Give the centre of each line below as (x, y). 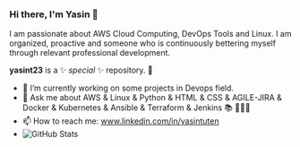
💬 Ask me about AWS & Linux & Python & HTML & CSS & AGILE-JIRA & (152, 98)
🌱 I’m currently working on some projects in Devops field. (128, 88)
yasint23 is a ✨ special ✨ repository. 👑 (81, 70)
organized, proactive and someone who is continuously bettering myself (142, 43)
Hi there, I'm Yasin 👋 (54, 14)
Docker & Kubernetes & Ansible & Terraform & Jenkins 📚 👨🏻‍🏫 (136, 108)
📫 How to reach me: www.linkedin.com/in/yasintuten (120, 121)
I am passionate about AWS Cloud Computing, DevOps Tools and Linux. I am (150, 34)
